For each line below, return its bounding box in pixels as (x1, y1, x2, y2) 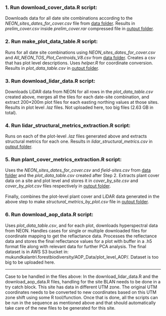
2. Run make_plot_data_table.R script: (5, 38, 98, 45)
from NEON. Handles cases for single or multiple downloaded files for (5, 227, 147, 233)
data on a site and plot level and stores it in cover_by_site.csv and (5, 178, 138, 184)
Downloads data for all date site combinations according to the (5, 15, 133, 21)
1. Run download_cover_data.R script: (5, 4, 97, 11)
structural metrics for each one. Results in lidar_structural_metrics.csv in (5, 138, 153, 144)
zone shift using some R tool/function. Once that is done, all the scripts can (5, 294, 158, 300)
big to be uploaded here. (5, 259, 55, 265)
